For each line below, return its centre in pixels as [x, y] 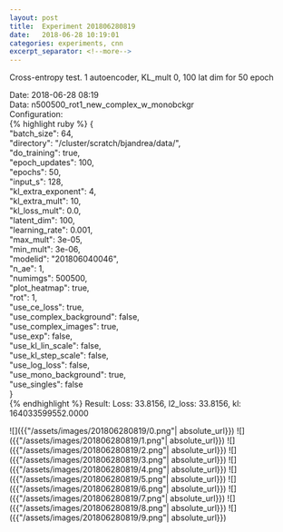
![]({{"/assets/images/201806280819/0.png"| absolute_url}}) [122, 431]
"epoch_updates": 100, [52, 163]
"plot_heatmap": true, [49, 288]
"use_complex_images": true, [64, 327]
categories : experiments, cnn [67, 43]
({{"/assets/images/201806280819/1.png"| [88, 440]
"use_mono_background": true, [68, 375]
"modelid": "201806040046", [64, 259]
